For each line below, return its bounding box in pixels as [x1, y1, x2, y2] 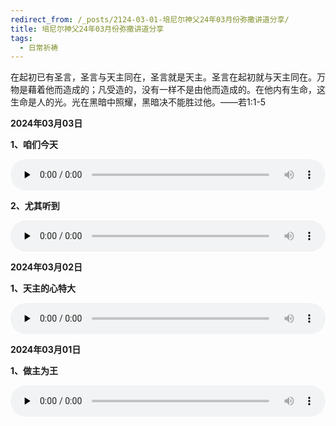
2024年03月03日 [10, 117, 83, 130]
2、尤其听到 [10, 200, 60, 212]
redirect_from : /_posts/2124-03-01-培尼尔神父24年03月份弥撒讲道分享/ [10, 14, 290, 25]
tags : [10, 33, 33, 43]
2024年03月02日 [10, 261, 83, 273]
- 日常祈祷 [19, 42, 59, 53]
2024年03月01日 [10, 344, 82, 356]
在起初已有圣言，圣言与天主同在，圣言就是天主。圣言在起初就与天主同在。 [10, 71, 317, 83]
